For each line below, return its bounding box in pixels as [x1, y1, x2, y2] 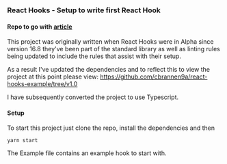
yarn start [7, 137, 38, 144]
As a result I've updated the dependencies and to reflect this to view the [7, 66, 211, 74]
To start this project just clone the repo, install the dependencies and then [7, 124, 215, 132]
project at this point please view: [7, 72, 99, 81]
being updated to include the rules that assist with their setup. [7, 52, 181, 60]
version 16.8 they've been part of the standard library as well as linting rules [7, 45, 220, 53]
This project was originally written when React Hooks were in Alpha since [7, 38, 214, 46]
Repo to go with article [7, 23, 73, 31]
